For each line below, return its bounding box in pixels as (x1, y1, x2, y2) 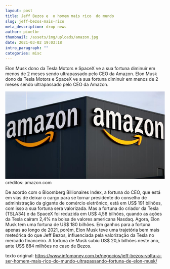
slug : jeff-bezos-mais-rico (5, 19, 65, 24)
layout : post (5, 8, 33, 13)
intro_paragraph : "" (5, 45, 49, 50)
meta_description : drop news (5, 24, 67, 29)
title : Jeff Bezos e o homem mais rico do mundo (5, 13, 114, 19)
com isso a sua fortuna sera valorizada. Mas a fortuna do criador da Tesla (5, 205, 159, 211)
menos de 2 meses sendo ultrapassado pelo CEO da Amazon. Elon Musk (5, 71, 157, 77)
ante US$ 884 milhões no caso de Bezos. (5, 243, 92, 249)
